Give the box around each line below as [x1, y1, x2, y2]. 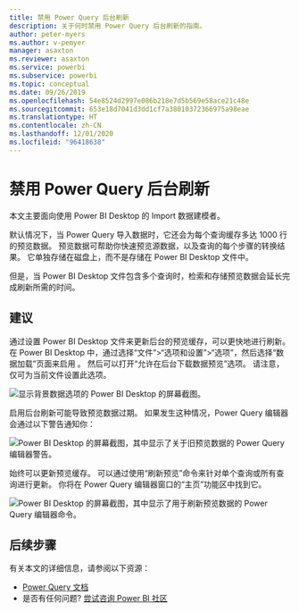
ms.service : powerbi [9, 63, 87, 72]
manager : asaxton [9, 46, 74, 55]
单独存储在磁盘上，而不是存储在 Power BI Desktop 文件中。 [34, 251, 253, 262]
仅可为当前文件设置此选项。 [9, 369, 112, 380]
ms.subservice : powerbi [9, 71, 98, 80]
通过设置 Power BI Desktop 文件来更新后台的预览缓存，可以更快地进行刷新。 [9, 336, 291, 347]
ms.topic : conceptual [9, 80, 90, 88]
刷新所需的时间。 [16, 281, 80, 292]
